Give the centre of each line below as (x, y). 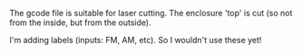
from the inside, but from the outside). (80, 22)
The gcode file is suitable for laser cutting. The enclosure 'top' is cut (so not (151, 13)
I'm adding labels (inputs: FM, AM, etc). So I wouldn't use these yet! (136, 40)
